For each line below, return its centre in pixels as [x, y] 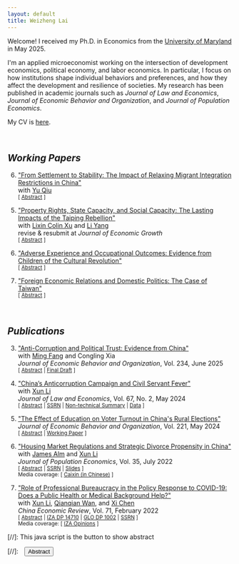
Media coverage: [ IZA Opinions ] [58, 524]
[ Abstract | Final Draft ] [47, 371]
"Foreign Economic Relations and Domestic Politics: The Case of [112, 281]
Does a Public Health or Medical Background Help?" [94, 495]
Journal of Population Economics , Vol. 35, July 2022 [95, 462]
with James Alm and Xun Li [58, 454]
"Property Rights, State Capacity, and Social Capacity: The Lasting [116, 211]
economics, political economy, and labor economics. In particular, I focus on [119, 70]
